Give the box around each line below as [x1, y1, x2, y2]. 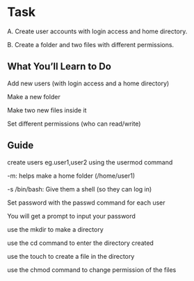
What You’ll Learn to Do [7, 60, 111, 73]
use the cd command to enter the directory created [7, 239, 154, 247]
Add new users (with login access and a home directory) [7, 79, 170, 87]
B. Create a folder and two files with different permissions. [7, 40, 175, 49]
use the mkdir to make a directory [7, 225, 104, 233]
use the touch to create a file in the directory [7, 252, 135, 260]
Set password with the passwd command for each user [7, 198, 165, 207]
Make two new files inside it [7, 105, 87, 114]
